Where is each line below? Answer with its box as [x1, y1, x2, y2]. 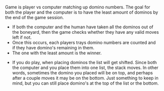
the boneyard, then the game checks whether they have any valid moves [12, 29, 159, 35]
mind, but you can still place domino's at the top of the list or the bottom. [12, 80, 159, 86]
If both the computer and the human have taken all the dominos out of [12, 24, 154, 30]
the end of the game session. [5, 15, 64, 20]
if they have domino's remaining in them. [12, 45, 94, 50]
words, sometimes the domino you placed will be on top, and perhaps [12, 70, 153, 75]
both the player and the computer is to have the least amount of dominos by [5, 9, 158, 15]
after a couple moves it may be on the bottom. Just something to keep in [12, 75, 159, 81]
